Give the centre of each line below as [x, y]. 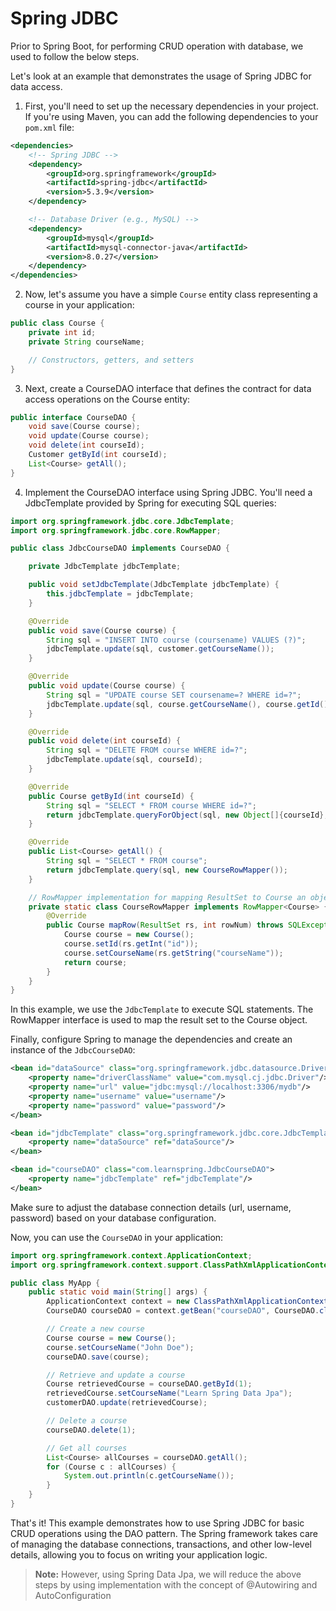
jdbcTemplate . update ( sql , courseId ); [124, 760]
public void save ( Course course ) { [102, 630]
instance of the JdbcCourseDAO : [73, 1050]
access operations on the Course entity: [107, 399]
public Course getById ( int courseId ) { [111, 796]
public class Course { [57, 323]
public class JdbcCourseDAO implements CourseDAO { [120, 548]
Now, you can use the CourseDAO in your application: [117, 1237]
